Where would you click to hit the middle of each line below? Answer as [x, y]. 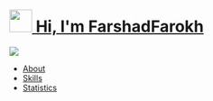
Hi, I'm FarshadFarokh [120, 27]
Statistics [40, 87]
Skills [32, 78]
